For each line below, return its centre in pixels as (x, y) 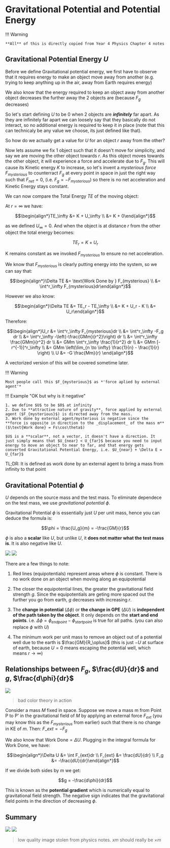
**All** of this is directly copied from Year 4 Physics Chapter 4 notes (85, 44)
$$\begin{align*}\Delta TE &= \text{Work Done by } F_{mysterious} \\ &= (85, 281)
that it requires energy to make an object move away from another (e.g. (80, 77)
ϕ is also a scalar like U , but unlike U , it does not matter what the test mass (84, 538)
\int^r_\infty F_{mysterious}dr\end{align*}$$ (85, 286)
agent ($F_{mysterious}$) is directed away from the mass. (69, 414)
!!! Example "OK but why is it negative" (46, 396)
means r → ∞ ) (28, 653)
